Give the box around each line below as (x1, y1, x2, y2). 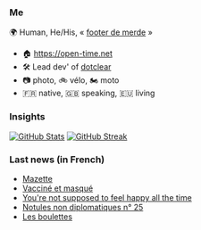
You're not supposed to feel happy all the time (21, 192, 192, 202)
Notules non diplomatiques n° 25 (21, 201, 144, 212)
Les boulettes (21, 211, 73, 222)
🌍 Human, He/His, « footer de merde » (9, 27, 154, 37)
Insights (9, 111, 46, 123)
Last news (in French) (9, 153, 105, 166)
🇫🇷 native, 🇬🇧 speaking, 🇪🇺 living (21, 87, 155, 99)
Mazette (21, 173, 54, 184)
